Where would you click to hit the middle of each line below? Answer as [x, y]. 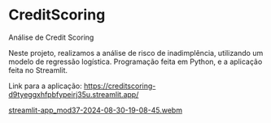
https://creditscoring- [120, 86]
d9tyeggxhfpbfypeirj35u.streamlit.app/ [74, 94]
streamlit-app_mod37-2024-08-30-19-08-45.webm [96, 110]
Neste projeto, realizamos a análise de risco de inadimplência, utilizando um [136, 53]
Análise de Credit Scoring [51, 37]
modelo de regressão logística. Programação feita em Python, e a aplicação [135, 61]
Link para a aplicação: [46, 86]
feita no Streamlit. [38, 70]
